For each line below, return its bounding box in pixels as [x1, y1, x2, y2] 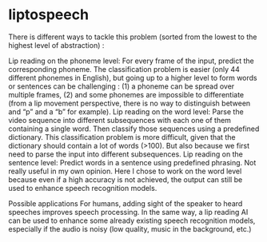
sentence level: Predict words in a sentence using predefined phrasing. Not [8, 157, 257, 167]
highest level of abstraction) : [8, 40, 105, 50]
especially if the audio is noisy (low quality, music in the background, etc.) [8, 224, 252, 233]
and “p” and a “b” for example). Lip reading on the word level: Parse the [8, 106, 244, 117]
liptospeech [8, 6, 90, 24]
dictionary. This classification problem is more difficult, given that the [8, 132, 236, 141]
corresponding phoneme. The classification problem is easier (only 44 [8, 64, 240, 73]
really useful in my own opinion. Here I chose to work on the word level [8, 166, 242, 176]
